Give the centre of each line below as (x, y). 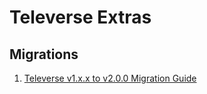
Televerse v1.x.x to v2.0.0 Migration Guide (110, 78)
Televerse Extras (80, 17)
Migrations (44, 54)
